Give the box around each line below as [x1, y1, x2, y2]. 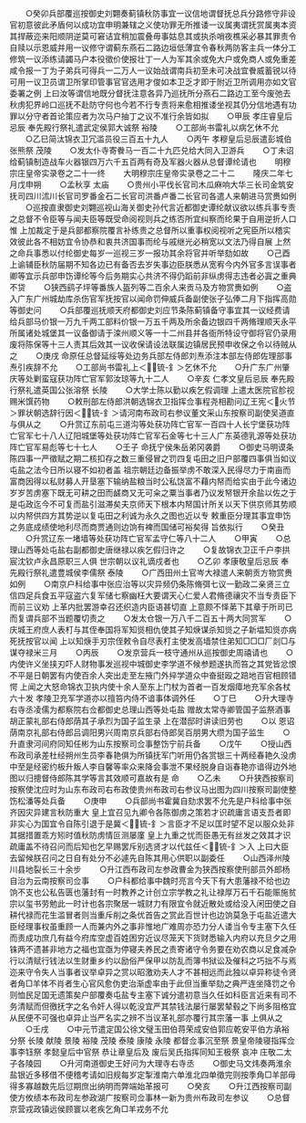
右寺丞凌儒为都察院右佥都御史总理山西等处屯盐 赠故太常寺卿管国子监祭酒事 [9, 704, 291, 715]
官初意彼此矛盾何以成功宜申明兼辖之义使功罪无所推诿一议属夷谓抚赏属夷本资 [9, 19, 297, 30]
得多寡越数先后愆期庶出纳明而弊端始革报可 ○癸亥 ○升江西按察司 [9, 1081, 284, 1091]
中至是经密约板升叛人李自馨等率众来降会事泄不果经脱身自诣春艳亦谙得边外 [9, 761, 289, 771]
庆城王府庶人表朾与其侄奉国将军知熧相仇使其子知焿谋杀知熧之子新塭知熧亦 [9, 624, 289, 635]
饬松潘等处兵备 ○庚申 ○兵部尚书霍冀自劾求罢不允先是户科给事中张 [9, 795, 292, 806]
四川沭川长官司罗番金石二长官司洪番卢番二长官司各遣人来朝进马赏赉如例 [25, 191, 297, 201]
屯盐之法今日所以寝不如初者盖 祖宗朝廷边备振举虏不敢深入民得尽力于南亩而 [9, 465, 291, 475]
